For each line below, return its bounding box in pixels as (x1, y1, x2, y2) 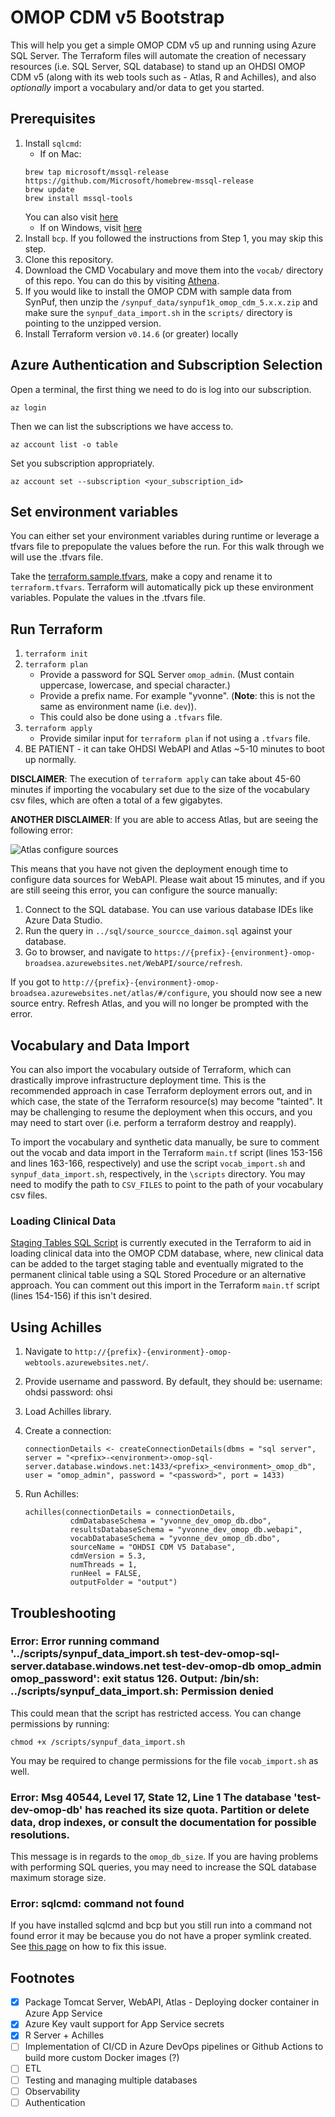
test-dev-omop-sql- (179, 1647, 280, 1661)
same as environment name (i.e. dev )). (39, 701, 197, 713)
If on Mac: (39, 147, 82, 160)
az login (10, 402, 47, 413)
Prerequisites (10, 111, 96, 128)
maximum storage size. (10, 1872, 107, 1884)
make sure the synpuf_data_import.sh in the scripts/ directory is (24, 306, 293, 318)
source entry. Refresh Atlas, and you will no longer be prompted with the (10, 997, 309, 1010)
